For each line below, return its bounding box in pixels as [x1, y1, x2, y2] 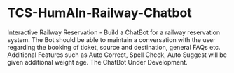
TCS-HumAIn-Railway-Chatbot [7, 5, 192, 21]
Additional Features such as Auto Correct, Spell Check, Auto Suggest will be [7, 51, 228, 59]
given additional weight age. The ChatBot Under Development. [7, 58, 188, 66]
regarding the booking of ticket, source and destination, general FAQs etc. [7, 43, 221, 51]
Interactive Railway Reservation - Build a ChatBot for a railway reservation [7, 28, 221, 36]
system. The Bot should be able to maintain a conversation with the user [7, 35, 216, 44]
